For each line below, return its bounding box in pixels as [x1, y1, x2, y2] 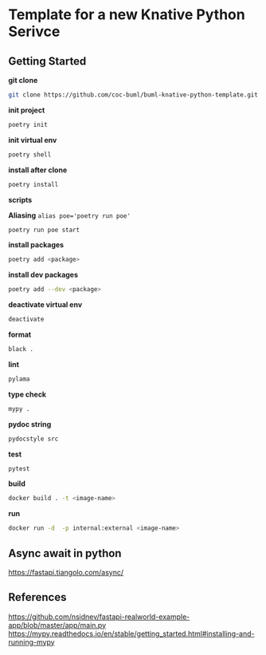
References [8, 590, 67, 604]
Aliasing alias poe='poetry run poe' [8, 210, 131, 220]
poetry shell [8, 150, 52, 159]
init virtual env [8, 135, 57, 144]
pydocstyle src [8, 435, 59, 443]
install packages [8, 240, 65, 250]
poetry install [8, 180, 59, 188]
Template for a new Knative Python [8, 6, 245, 24]
